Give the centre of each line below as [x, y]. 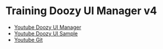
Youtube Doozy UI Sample [46, 33]
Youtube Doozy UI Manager [48, 27]
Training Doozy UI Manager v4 [81, 11]
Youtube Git [28, 40]
